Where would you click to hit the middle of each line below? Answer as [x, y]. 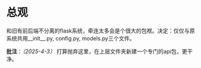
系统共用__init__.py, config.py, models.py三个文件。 [71, 38]
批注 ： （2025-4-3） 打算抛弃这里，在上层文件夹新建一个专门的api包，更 [97, 51]
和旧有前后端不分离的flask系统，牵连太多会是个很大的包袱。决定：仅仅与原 [101, 31]
